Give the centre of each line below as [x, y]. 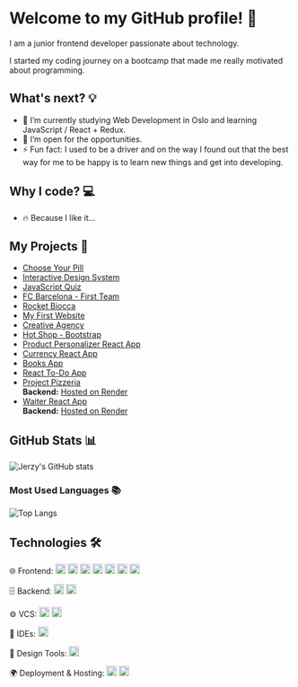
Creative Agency [53, 325]
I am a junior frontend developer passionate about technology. [124, 43]
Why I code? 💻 [53, 192]
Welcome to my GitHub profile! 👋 [133, 18]
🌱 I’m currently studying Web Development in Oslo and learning [140, 119]
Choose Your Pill [53, 268]
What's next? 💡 [53, 98]
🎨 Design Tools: [38, 654]
